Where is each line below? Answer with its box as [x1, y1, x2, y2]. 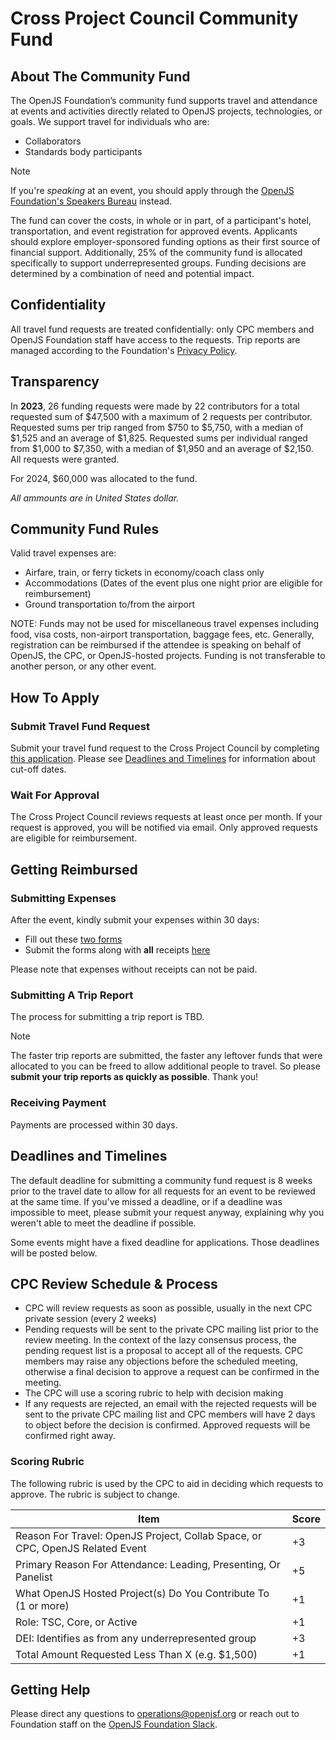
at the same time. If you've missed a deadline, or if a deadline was [10, 1195, 283, 1207]
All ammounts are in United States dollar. [10, 492, 180, 504]
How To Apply [10, 689, 100, 706]
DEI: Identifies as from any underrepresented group [15, 1631, 257, 1645]
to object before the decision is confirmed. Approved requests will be [24, 1419, 311, 1431]
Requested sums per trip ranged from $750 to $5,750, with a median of [10, 421, 304, 433]
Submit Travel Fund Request [10, 719, 150, 733]
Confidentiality [10, 297, 107, 314]
